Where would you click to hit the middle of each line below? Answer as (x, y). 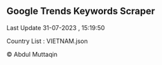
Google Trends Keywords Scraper (81, 11)
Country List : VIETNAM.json (47, 41)
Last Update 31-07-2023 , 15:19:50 (56, 27)
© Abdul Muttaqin (32, 54)
